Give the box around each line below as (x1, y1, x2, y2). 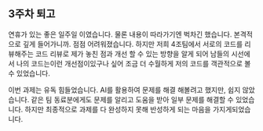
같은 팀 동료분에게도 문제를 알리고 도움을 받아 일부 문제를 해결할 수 (31, 94, 234, 104)
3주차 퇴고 (8, 7, 56, 21)
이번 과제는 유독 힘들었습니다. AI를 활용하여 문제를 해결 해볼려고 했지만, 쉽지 (8, 85, 241, 94)
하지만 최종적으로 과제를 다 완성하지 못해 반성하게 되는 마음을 (24, 104, 211, 114)
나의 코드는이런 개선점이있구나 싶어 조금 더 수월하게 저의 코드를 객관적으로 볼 (16, 58, 251, 68)
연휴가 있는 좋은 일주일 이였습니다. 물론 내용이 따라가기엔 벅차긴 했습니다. (8, 30, 232, 39)
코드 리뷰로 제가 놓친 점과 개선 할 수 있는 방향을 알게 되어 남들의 (35, 49, 230, 58)
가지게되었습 (212, 104, 251, 114)
